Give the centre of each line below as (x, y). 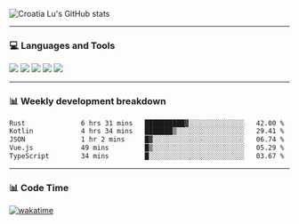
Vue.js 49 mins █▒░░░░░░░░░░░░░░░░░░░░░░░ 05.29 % (147, 148)
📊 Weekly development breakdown (88, 101)
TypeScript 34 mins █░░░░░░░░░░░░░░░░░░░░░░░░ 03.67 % (147, 156)
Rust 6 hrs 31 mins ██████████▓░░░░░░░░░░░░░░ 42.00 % (147, 123)
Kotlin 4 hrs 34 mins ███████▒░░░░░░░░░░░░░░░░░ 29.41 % (147, 132)
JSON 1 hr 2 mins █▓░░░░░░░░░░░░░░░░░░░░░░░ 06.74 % (147, 140)
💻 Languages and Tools (62, 45)
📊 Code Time (39, 188)
